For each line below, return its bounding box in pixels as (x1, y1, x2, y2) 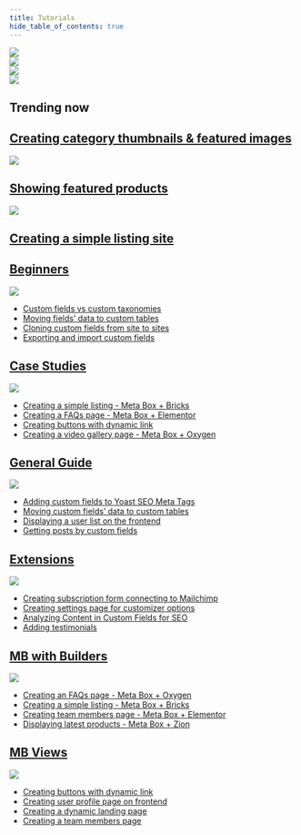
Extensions (9, 552, 75, 567)
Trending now (9, 99, 90, 115)
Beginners (9, 261, 70, 278)
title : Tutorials (9, 13, 75, 23)
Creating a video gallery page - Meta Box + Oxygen (22, 429, 216, 440)
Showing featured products (9, 181, 168, 197)
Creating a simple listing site (9, 230, 175, 246)
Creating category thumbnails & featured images (9, 131, 293, 147)
